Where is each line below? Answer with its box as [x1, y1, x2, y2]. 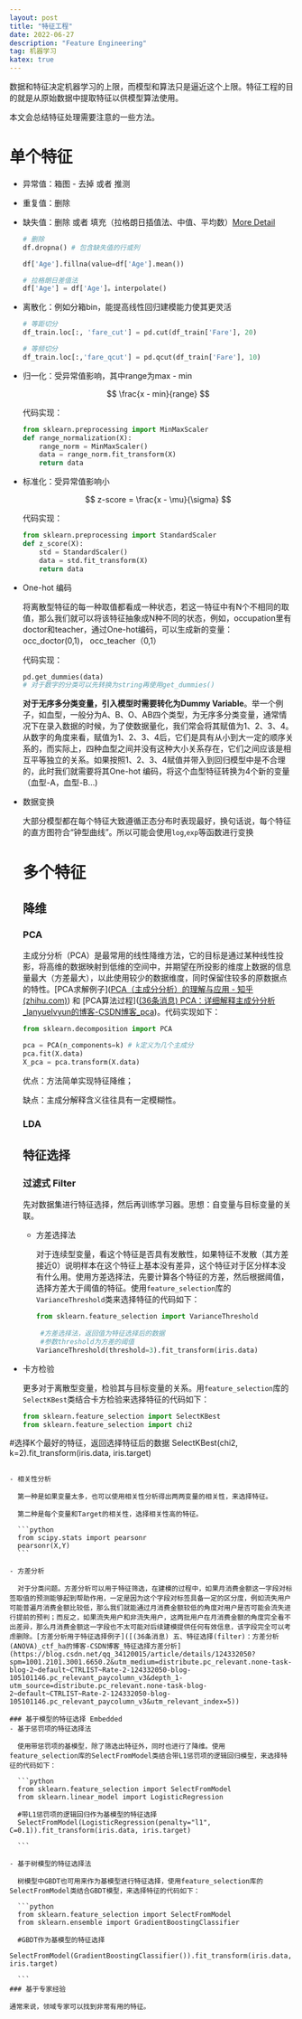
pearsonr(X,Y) [17, 1542, 70, 1551]
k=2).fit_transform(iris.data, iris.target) [9, 1448, 151, 1459]
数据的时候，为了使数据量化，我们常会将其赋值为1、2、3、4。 [61, 720, 294, 732]
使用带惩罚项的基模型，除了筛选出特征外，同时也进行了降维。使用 [17, 1742, 225, 1751]
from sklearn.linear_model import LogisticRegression [17, 1793, 224, 1802]
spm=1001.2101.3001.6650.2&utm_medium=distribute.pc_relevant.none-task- [9, 1657, 293, 1667]
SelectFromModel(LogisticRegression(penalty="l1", [17, 1818, 212, 1827]
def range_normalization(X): [22, 433, 133, 443]
